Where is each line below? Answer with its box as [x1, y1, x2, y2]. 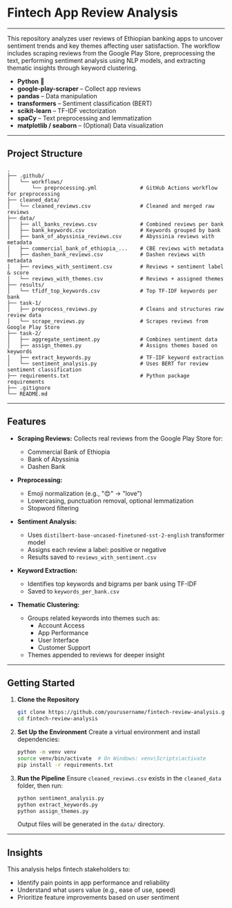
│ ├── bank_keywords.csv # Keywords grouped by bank [7, 226, 221, 233]
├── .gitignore [7, 384, 51, 391]
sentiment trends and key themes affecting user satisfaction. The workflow [7, 42, 221, 50]
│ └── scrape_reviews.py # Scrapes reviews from [7, 317, 209, 325]
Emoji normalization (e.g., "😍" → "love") [27, 489, 143, 497]
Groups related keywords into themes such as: [27, 614, 160, 622]
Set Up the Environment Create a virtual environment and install [17, 728, 200, 736]
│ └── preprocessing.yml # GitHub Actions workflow [7, 184, 217, 191]
